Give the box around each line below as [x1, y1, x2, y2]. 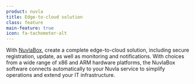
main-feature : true [6, 25, 54, 31]
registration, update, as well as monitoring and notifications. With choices [6, 53, 184, 60]
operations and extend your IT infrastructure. [6, 72, 115, 79]
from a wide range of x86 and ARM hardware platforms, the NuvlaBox [6, 59, 176, 66]
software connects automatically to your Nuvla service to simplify [6, 65, 166, 72]
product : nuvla [6, 8, 44, 15]
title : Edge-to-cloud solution [6, 14, 83, 20]
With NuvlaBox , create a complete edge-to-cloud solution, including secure [6, 46, 190, 53]
